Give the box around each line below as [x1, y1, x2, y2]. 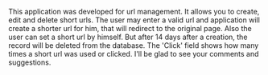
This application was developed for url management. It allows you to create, [8, 7, 260, 16]
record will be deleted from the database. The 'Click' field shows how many [8, 41, 259, 50]
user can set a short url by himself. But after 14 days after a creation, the [8, 32, 248, 41]
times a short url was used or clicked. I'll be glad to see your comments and [8, 49, 259, 58]
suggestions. [8, 57, 52, 67]
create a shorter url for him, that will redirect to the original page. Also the [8, 24, 252, 33]
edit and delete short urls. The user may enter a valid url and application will [8, 15, 260, 25]
